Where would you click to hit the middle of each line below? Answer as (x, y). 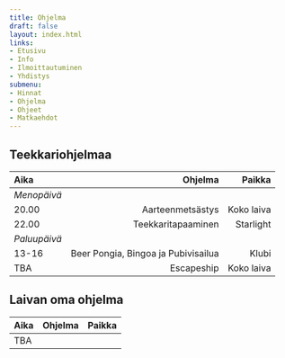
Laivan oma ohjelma (67, 300)
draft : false (34, 26)
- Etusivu (28, 51)
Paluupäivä (38, 238)
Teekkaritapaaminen (176, 224)
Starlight (253, 224)
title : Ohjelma (38, 18)
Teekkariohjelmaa (61, 154)
